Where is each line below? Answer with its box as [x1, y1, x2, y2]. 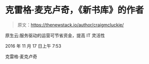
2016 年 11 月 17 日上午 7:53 [5, 43, 61, 49]
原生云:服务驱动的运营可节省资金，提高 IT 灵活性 [5, 32, 105, 38]
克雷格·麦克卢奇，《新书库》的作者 [5, 4, 144, 16]
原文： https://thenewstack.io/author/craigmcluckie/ [17, 22, 124, 28]
